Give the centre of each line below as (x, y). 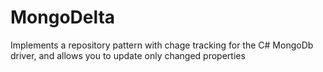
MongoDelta (63, 17)
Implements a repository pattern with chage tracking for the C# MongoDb (162, 45)
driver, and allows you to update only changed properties (128, 55)
